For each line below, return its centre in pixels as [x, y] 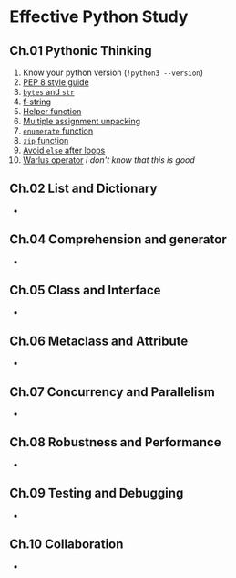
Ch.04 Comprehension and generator [118, 240]
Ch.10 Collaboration [67, 545]
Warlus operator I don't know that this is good [109, 160]
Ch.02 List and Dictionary [83, 189]
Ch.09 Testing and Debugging [97, 493]
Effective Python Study [99, 17]
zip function [46, 140]
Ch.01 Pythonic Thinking [81, 51]
